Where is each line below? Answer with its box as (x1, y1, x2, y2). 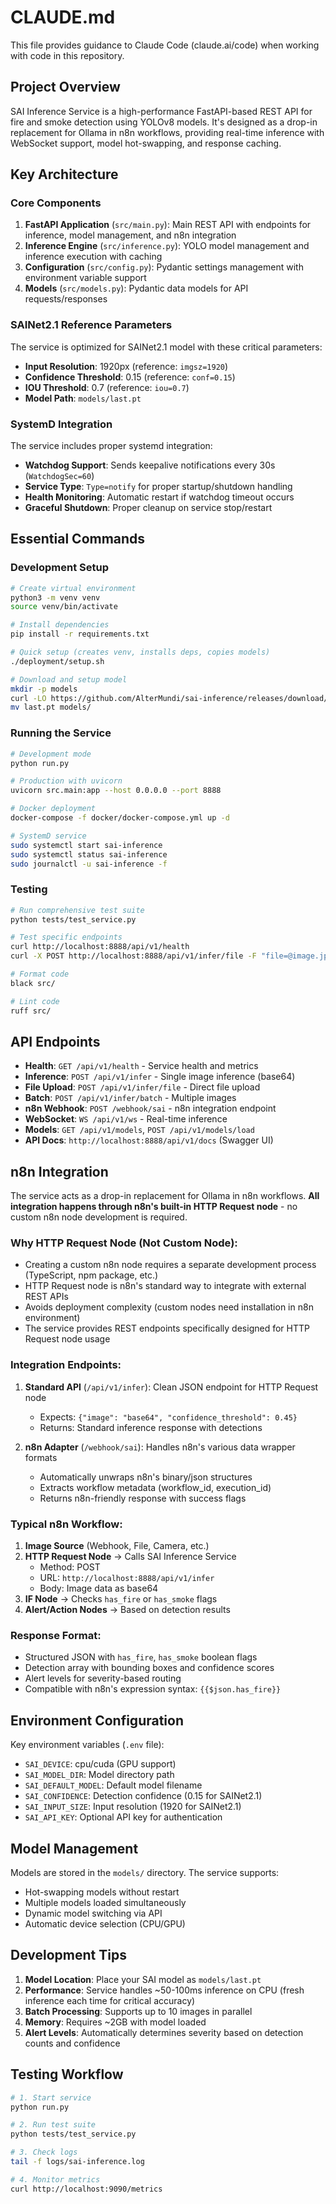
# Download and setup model (10, 674, 128, 685)
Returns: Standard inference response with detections (39, 1421, 263, 1433)
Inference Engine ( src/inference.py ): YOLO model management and (24, 240, 310, 252)
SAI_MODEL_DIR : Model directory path (24, 1769, 175, 1781)
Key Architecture (10, 166, 119, 183)
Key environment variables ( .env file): (10, 1739, 165, 1751)
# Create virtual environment (10, 583, 137, 593)
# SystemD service (10, 831, 87, 841)
